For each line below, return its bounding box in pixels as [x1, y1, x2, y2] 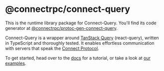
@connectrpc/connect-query [5, 3, 130, 15]
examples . [5, 60, 26, 66]
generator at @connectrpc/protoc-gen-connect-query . [5, 25, 118, 31]
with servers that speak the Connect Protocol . [5, 45, 99, 51]
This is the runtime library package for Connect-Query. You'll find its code [5, 20, 157, 26]
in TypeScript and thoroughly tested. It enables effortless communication [5, 40, 155, 46]
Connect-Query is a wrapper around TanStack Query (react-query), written [5, 35, 159, 41]
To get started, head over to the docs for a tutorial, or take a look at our [5, 55, 151, 61]
